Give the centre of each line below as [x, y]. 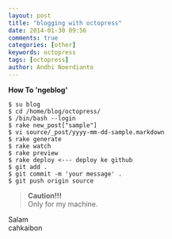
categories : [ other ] [42, 45]
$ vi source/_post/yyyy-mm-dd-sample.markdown [86, 132]
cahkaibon [25, 228]
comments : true [33, 38]
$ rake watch [30, 146]
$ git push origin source [51, 181]
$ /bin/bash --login [42, 118]
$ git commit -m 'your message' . [65, 174]
